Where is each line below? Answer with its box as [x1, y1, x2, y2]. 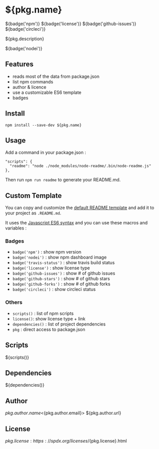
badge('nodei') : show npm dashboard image [12, 254, 107, 260]
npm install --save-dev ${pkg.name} [5, 123, 82, 128]
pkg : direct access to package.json [12, 326, 85, 332]
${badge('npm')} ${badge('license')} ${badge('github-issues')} [5, 21, 136, 27]
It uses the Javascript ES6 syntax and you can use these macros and [5, 220, 148, 226]
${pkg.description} [5, 36, 44, 42]
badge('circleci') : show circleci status [12, 286, 96, 292]
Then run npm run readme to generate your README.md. [5, 177, 121, 183]
